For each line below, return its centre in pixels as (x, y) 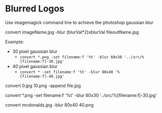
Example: (15, 42)
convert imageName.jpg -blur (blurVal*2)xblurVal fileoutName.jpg (72, 32)
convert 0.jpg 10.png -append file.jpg (43, 86)
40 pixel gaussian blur (35, 66)
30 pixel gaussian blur (35, 51)
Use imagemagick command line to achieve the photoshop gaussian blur (79, 22)
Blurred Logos (35, 9)
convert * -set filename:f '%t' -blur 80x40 (66, 72)
